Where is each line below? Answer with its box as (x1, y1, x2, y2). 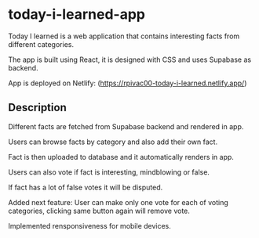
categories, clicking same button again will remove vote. (8, 206, 191, 215)
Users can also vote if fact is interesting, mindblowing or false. (8, 167, 210, 177)
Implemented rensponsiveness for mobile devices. (8, 221, 171, 230)
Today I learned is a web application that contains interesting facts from (8, 31, 240, 41)
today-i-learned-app (8, 5, 145, 23)
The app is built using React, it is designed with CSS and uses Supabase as (8, 55, 252, 64)
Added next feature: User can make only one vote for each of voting (8, 197, 229, 207)
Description (8, 101, 67, 114)
